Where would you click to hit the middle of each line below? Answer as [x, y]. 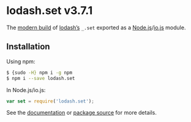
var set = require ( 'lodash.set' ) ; [51, 101]
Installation [28, 47]
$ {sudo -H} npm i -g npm [39, 73]
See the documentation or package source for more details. [82, 113]
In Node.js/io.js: [26, 90]
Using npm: [21, 61]
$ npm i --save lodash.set [41, 78]
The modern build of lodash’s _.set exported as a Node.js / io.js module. [96, 27]
